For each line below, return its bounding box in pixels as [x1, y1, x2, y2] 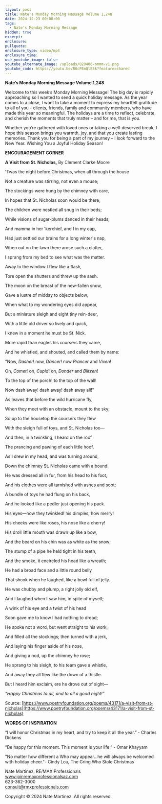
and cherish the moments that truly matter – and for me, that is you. [5, 116, 141, 121]
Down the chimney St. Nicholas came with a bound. [5, 463, 109, 469]
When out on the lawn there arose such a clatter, [5, 245, 103, 250]
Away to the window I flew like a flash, [5, 264, 82, 269]
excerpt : [5, 35, 23, 40]
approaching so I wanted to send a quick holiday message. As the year [5, 95, 148, 100]
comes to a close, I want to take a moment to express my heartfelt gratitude [5, 100, 157, 105]
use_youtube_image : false [5, 57, 58, 62]
